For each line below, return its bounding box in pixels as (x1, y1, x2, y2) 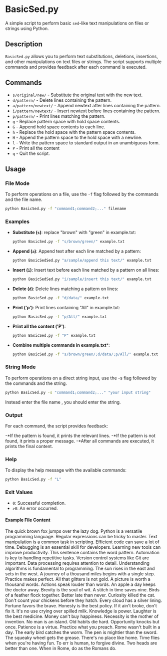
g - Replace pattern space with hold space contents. (12, 118, 120, 124)
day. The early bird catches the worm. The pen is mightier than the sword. (5, 629, 158, 635)
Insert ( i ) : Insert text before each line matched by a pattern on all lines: (12, 267, 159, 273)
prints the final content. (5, 444, 53, 450)
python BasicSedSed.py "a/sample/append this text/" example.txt (12, 258, 151, 263)
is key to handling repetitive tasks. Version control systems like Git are (5, 555, 149, 561)
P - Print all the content (12, 145, 60, 151)
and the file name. (5, 196, 42, 202)
